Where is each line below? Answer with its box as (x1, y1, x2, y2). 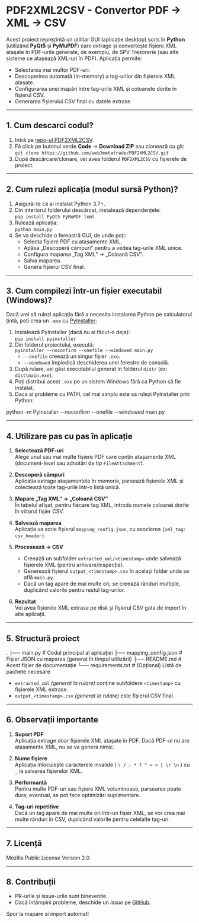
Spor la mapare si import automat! (6, 911, 89, 918)
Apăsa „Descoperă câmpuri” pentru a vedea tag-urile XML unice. (23, 244, 183, 251)
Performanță (14, 779, 47, 786)
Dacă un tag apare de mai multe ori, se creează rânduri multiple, (23, 580, 181, 588)
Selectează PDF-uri (14, 447, 64, 454)
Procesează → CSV (14, 544, 63, 551)
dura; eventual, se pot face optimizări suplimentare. (14, 791, 141, 798)
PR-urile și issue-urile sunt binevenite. (14, 893, 108, 900)
